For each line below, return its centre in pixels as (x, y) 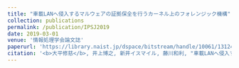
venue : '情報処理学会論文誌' (46, 40)
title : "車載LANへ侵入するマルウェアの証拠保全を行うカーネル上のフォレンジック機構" (119, 14)
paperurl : (22, 47)
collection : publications (46, 21)
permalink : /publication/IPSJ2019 (59, 27)
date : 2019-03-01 (33, 34)
